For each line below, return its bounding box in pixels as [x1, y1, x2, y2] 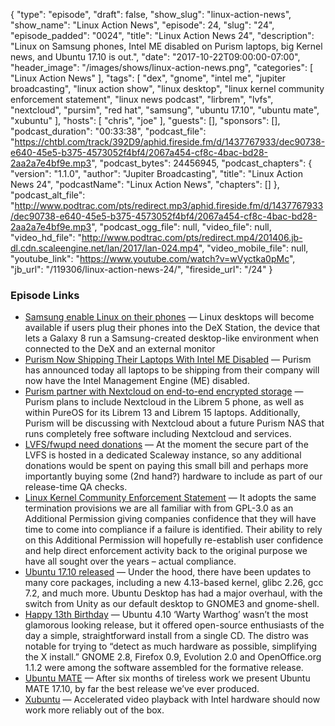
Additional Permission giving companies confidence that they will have [24, 513, 317, 525]
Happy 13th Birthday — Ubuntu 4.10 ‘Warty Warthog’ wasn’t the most [24, 609, 309, 621]
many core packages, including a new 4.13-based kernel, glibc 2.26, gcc [24, 577, 324, 589]
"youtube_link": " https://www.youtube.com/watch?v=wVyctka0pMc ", [10, 253, 296, 264]
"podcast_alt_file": [10, 189, 86, 201]
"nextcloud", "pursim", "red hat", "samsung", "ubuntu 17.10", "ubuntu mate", [10, 104, 320, 116]
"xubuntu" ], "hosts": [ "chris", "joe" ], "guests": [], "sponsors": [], [10, 115, 281, 126]
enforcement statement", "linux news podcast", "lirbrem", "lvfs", [10, 94, 274, 105]
